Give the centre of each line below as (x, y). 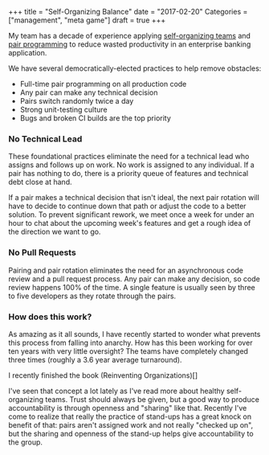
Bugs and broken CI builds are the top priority (95, 118)
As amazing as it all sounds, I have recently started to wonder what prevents (134, 334)
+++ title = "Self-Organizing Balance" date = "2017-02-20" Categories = (128, 12)
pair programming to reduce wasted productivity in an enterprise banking (130, 44)
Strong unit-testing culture (63, 109)
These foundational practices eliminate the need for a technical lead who (129, 157)
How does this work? (50, 317)
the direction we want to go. (55, 232)
